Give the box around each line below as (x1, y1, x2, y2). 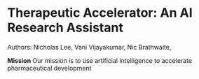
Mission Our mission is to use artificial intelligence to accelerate (7, 56, 193, 64)
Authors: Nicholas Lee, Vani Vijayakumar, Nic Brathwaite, (7, 43, 172, 51)
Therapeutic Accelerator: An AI (7, 5, 193, 21)
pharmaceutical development (7, 64, 92, 72)
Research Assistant (7, 20, 124, 36)
